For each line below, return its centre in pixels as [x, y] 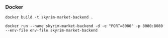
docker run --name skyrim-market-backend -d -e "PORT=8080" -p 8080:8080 [84, 26]
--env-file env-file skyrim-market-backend [52, 30]
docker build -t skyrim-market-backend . [49, 17]
